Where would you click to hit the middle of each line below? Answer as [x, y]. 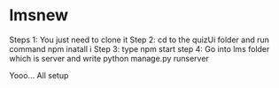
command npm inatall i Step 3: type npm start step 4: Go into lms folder [139, 48]
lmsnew [39, 15]
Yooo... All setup [39, 75]
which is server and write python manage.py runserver [109, 58]
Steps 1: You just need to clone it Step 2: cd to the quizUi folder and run [139, 40]
